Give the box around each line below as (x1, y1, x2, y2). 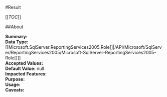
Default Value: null (5, 65, 44, 71)
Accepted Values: (5, 60, 44, 66)
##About (5, 24, 24, 30)
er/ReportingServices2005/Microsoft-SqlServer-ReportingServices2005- (5, 50, 156, 55)
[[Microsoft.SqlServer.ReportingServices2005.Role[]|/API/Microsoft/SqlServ (5, 44, 162, 50)
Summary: (5, 34, 28, 39)
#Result (5, 5, 21, 10)
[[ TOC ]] (5, 14, 21, 20)
